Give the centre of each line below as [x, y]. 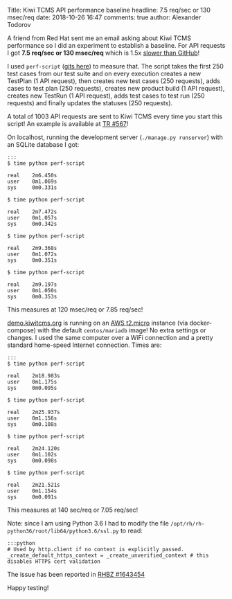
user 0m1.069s [32, 181]
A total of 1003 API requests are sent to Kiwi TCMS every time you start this [115, 116]
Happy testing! [28, 588]
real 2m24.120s [34, 449]
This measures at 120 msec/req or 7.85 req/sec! [75, 310]
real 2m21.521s [34, 485]
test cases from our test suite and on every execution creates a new [104, 73]
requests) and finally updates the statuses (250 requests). [90, 103]
